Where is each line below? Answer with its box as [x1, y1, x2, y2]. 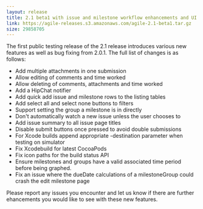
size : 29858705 [6, 26, 45, 32]
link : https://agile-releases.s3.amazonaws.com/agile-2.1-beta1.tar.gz [6, 20, 191, 26]
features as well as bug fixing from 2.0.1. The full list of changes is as [6, 49, 179, 57]
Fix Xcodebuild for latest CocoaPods [15, 145, 107, 152]
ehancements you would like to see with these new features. [6, 196, 158, 203]
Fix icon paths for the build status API [15, 152, 109, 159]
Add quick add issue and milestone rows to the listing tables [15, 93, 166, 101]
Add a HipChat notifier [15, 87, 72, 94]
